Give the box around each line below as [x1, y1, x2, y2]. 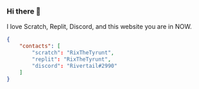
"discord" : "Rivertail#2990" [32, 62, 118, 69]
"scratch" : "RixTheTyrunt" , [32, 49, 114, 57]
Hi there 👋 [6, 6, 42, 16]
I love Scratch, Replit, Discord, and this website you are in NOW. [6, 23, 192, 31]
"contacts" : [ [19, 42, 61, 50]
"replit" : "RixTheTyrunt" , [32, 56, 111, 63]
